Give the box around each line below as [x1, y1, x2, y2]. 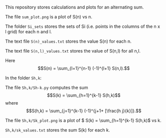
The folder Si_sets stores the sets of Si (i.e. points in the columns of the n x [5, 23, 161, 29]
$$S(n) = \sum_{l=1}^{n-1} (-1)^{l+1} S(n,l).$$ [37, 66, 130, 71]
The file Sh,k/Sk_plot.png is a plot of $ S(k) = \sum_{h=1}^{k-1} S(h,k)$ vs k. [5, 118, 162, 123]
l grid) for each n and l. [5, 29, 52, 34]
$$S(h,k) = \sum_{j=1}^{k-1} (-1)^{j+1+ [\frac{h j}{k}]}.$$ [26, 108, 142, 114]
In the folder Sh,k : [5, 75, 42, 81]
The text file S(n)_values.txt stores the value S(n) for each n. [5, 38, 132, 44]
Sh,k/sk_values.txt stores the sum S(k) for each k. [5, 127, 110, 133]
